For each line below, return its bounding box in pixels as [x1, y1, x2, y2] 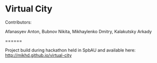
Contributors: [5, 19, 32, 25]
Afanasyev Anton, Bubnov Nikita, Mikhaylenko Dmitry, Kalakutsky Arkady [5, 28, 152, 34]
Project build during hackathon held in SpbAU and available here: [5, 47, 136, 53]
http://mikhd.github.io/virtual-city [5, 52, 72, 58]
